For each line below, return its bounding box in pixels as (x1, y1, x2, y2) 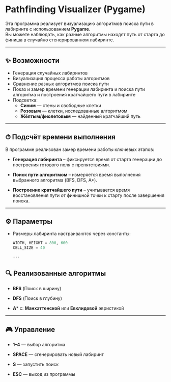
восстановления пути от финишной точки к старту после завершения (12, 192, 164, 198)
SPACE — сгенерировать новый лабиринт (12, 351, 104, 358)
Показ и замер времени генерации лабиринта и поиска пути (12, 86, 145, 92)
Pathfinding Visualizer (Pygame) (5, 4, 146, 15)
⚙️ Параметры (5, 217, 52, 225)
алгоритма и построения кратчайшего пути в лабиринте (12, 91, 136, 97)
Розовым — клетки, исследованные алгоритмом (20, 108, 128, 114)
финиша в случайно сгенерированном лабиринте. (5, 37, 115, 43)
